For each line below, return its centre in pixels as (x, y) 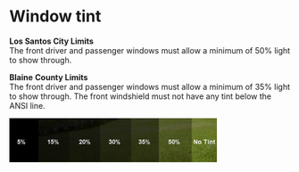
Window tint (55, 16)
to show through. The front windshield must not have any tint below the (141, 96)
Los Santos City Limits (51, 41)
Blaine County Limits (49, 77)
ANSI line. (28, 105)
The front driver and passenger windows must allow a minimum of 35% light (150, 86)
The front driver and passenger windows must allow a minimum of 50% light (150, 50)
